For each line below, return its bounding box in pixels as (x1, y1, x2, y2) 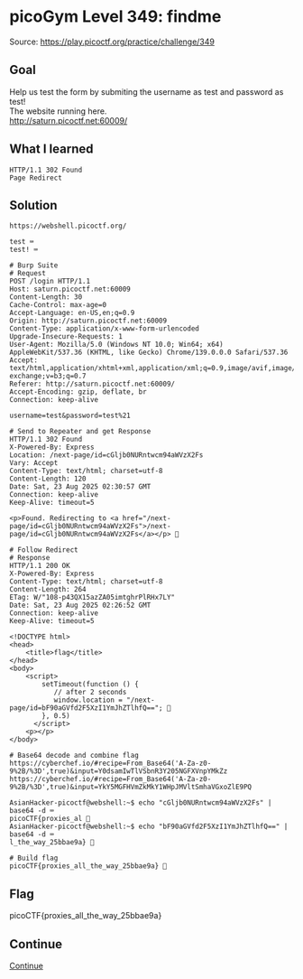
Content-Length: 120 (9, 474, 87, 484)
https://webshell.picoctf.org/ (9, 221, 127, 231)
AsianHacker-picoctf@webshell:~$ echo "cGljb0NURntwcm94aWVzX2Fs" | (9, 798, 272, 807)
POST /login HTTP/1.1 (9, 277, 91, 286)
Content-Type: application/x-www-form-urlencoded (9, 324, 200, 333)
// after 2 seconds (53, 688, 127, 697)
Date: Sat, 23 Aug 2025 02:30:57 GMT (9, 482, 151, 491)
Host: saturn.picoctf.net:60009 (9, 284, 131, 294)
